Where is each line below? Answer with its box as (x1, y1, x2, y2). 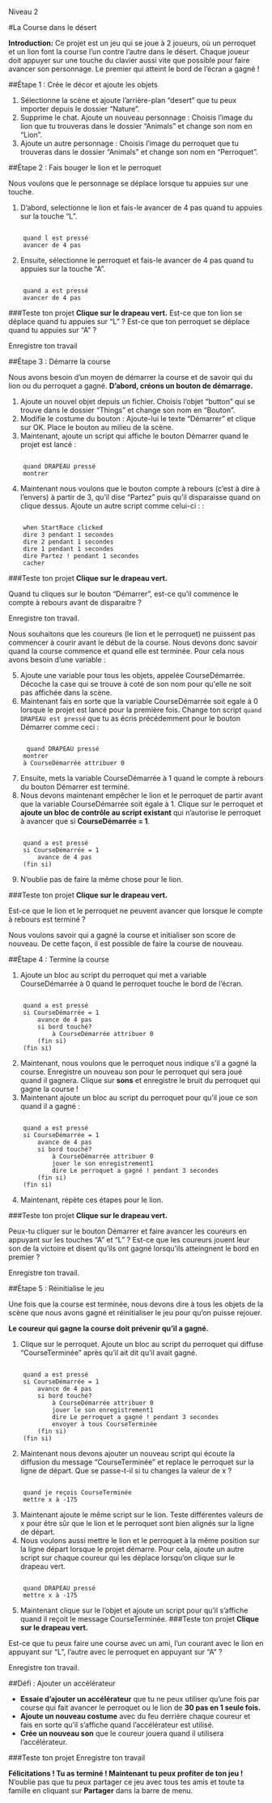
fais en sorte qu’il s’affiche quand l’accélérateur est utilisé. (19, 1720, 215, 1729)
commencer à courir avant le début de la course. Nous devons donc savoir (8, 637, 257, 647)
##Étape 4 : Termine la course (8, 955, 109, 964)
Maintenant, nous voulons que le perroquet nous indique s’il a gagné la (19, 1059, 257, 1068)
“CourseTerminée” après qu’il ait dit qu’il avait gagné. (19, 1348, 198, 1358)
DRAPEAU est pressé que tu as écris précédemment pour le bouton (19, 714, 241, 723)
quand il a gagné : (19, 1102, 81, 1110)
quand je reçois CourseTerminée (23, 1489, 132, 1497)
